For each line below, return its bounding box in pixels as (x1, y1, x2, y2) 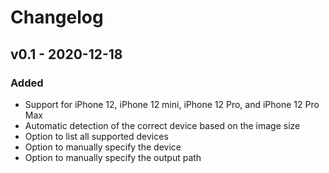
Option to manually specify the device (24, 141, 182, 153)
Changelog (10, 6, 104, 29)
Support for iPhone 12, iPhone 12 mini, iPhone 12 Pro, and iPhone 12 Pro (24, 98, 320, 110)
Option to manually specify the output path (24, 151, 202, 163)
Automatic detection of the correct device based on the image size (24, 119, 301, 131)
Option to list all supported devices (24, 130, 169, 142)
